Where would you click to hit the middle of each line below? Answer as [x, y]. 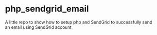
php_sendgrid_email [47, 9]
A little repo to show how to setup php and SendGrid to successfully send [79, 22]
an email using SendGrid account [38, 27]
